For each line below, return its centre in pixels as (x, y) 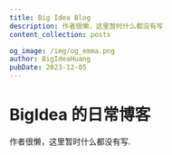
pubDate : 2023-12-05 (48, 68)
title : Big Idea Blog (50, 18)
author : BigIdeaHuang (50, 59)
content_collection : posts (60, 34)
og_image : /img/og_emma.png (62, 50)
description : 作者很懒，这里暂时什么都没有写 (86, 26)
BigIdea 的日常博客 (80, 115)
